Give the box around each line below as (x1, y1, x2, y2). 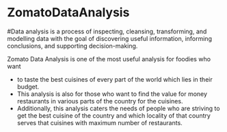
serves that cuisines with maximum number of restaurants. (16, 118, 183, 127)
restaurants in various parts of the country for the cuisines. (16, 97, 183, 105)
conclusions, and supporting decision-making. (7, 42, 138, 50)
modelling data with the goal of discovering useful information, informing (7, 34, 212, 42)
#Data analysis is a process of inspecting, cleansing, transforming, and (7, 27, 207, 35)
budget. (16, 82, 40, 90)
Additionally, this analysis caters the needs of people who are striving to (16, 104, 220, 112)
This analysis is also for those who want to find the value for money (16, 90, 207, 98)
